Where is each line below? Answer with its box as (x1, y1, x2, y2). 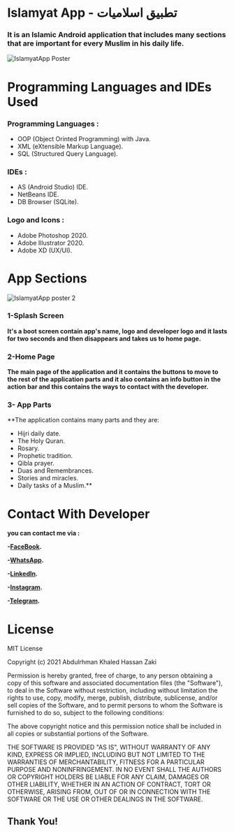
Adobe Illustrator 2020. (17, 238, 85, 247)
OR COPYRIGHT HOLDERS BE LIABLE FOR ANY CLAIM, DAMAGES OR (7, 773, 210, 781)
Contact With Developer (7, 505, 150, 522)
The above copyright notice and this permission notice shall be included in (7, 722, 221, 731)
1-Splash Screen (7, 311, 64, 321)
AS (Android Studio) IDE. (17, 183, 89, 192)
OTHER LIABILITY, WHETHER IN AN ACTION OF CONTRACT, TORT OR (7, 780, 211, 789)
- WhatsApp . (7, 556, 44, 564)
